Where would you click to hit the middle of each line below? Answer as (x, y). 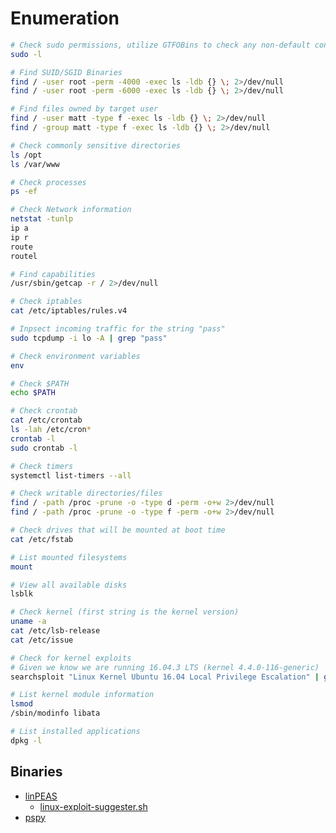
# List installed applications (75, 732)
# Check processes (48, 182)
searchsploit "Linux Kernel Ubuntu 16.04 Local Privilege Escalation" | (165, 677)
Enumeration (65, 18)
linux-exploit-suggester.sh (93, 806)
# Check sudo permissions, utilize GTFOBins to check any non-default (160, 45)
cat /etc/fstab (42, 539)
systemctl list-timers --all (71, 475)
